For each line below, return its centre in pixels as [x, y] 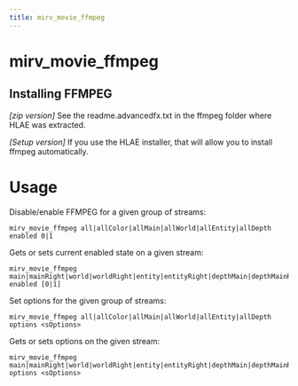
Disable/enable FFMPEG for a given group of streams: [108, 212]
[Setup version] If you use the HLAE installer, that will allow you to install [141, 142]
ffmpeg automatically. [49, 151]
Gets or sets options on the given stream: [85, 341]
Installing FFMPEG [61, 94]
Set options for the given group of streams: [88, 300]
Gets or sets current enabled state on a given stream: [106, 252]
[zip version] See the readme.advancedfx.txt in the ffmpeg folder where [141, 115]
